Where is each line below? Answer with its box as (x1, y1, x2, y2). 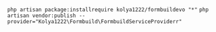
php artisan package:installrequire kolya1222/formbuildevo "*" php (7, 6, 209, 13)
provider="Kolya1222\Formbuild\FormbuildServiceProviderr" (7, 18, 183, 25)
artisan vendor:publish (7, 12, 77, 19)
